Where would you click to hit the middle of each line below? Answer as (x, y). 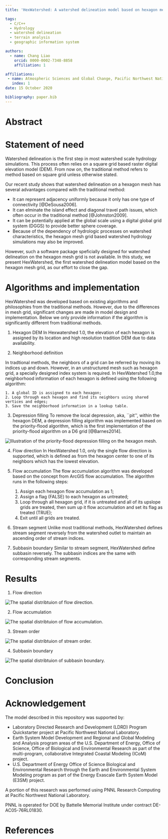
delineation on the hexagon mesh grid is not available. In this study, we (78, 257)
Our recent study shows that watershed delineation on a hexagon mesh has (83, 184)
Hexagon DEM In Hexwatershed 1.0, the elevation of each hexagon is (83, 332)
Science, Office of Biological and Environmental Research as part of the (86, 748)
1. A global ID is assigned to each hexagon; (53, 393)
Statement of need (44, 145)
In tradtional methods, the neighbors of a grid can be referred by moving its (83, 362)
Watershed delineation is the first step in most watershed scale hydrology (81, 159)
